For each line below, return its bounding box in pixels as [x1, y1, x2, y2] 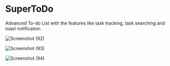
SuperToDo [5, 3, 53, 15]
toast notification [5, 25, 41, 31]
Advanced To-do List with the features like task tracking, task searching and [5, 20, 165, 26]
